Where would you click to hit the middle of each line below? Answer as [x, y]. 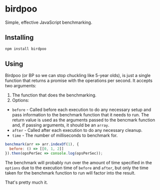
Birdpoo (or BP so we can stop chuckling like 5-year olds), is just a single [78, 76]
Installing [19, 38]
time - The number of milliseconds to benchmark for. [65, 135]
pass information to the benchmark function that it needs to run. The [80, 115]
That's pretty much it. [27, 182]
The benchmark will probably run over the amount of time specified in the [79, 163]
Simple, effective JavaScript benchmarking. [49, 22]
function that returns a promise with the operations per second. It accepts [79, 80]
